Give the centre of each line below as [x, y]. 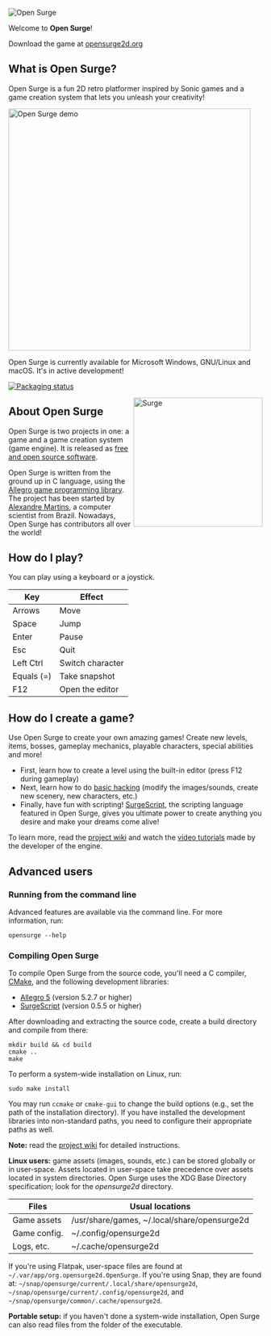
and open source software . [53, 457]
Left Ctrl [28, 664]
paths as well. [31, 1129]
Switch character [92, 664]
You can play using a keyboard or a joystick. [81, 577]
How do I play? [46, 558]
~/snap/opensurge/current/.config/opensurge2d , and [96, 1292]
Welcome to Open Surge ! [50, 28]
